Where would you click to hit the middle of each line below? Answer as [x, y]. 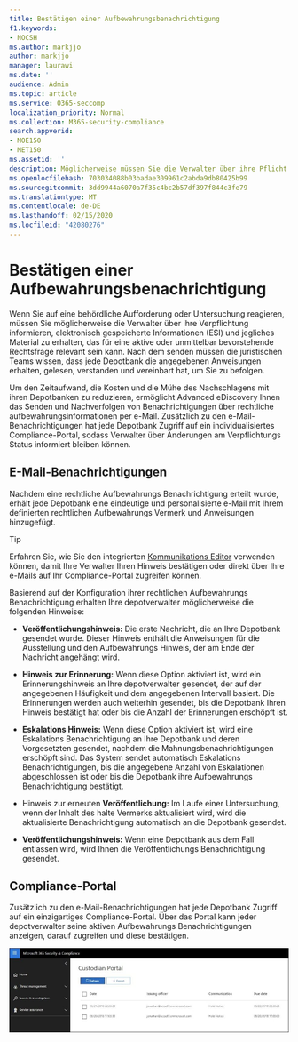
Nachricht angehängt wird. [71, 657]
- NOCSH [24, 37]
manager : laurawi [41, 66]
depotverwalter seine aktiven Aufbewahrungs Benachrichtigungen [131, 926]
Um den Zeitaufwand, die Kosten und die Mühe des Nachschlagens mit [139, 388]
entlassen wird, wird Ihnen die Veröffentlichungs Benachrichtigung [144, 848]
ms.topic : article [43, 93]
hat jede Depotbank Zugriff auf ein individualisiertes [180, 425]
